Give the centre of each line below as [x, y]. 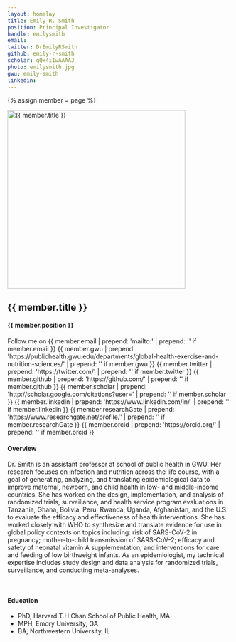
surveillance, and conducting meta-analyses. [73, 570]
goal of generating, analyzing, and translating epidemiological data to [109, 480]
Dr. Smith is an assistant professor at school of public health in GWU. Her [114, 465]
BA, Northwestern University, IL [64, 631]
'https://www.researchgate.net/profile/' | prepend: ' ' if [86, 417]
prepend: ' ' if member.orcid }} [51, 432]
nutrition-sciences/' [36, 363]
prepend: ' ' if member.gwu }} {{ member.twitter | [141, 363]
